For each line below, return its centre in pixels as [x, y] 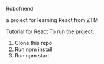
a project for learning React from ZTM [52, 20]
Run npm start [32, 55]
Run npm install [33, 49]
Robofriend [20, 9]
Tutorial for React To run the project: [50, 31]
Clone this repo [33, 43]
